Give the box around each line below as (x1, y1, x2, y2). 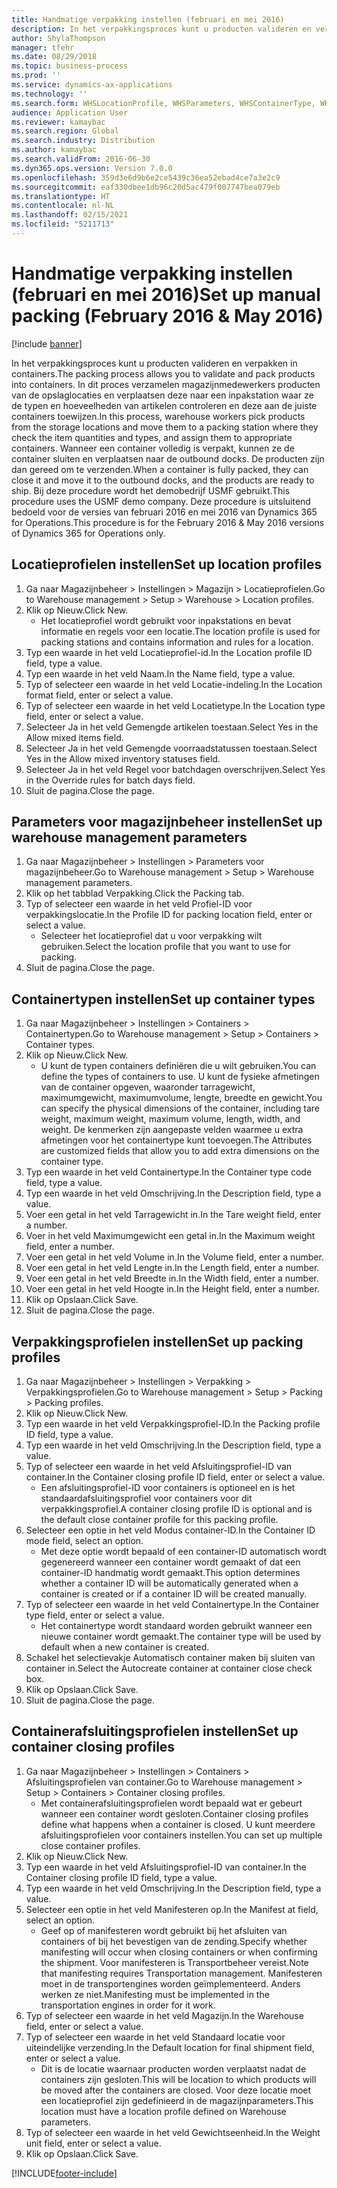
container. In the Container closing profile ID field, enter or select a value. (25, 1471, 326, 1483)
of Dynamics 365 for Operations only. (11, 527, 166, 539)
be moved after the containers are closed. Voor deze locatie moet (40, 2084, 312, 2096)
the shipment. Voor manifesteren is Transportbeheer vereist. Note (40, 1956, 309, 1968)
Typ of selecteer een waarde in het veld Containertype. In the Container (25, 1599, 320, 1611)
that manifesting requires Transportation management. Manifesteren (40, 1967, 323, 1979)
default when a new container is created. (40, 1641, 210, 1653)
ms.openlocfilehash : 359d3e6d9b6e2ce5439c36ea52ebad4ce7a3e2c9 (11, 172, 281, 183)
